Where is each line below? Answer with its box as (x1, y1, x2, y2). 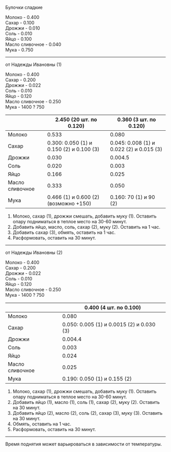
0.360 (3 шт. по (117, 116, 156, 123)
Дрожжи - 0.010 (5, 25, 40, 31)
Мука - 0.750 (5, 47, 34, 53)
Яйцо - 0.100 (5, 36, 32, 42)
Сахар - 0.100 (5, 20, 35, 26)
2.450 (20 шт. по (55, 116, 98, 123)
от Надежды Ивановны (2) (5, 250, 63, 255)
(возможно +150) (47, 200, 92, 207)
